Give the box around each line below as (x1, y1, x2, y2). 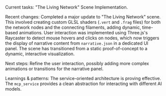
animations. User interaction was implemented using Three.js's (19, 30, 148, 35)
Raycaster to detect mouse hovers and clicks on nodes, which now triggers (5, 35, 160, 41)
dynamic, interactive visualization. (5, 51, 75, 57)
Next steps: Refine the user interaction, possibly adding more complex (5, 61, 149, 66)
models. (5, 86, 22, 92)
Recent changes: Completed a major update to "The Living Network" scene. (5, 14, 161, 19)
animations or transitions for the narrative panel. (5, 66, 104, 72)
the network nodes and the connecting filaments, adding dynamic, (5, 24, 141, 30)
